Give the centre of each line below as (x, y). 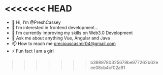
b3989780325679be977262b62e (124, 62)
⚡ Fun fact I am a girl (33, 51)
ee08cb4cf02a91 (108, 68)
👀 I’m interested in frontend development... (55, 27)
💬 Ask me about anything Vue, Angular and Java (61, 38)
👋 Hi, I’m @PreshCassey (36, 22)
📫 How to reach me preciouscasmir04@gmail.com (64, 43)
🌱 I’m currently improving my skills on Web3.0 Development (72, 33)
